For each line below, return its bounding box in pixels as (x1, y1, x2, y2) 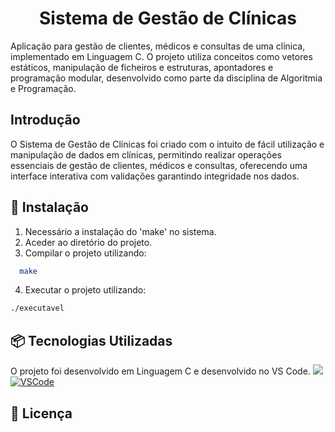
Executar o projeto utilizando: (24, 284, 147, 296)
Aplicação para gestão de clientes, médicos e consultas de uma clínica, (10, 40, 306, 52)
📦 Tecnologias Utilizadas (10, 332, 173, 349)
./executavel (10, 303, 65, 314)
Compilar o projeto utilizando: (24, 247, 147, 259)
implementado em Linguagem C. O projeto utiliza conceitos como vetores (10, 50, 313, 62)
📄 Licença (10, 405, 73, 422)
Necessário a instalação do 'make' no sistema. (24, 225, 217, 237)
